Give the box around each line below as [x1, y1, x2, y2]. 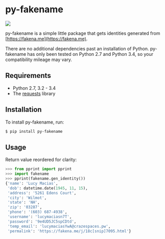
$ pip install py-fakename [5, 129, 63, 134]
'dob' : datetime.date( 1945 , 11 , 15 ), [7, 186, 88, 191]
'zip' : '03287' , [7, 205, 42, 210]
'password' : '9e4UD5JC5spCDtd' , [7, 219, 77, 224]
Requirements [5, 71, 51, 80]
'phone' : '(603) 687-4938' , [7, 209, 67, 215]
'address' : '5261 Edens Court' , [7, 190, 77, 195]
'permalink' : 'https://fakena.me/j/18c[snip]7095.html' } [7, 228, 131, 234]
